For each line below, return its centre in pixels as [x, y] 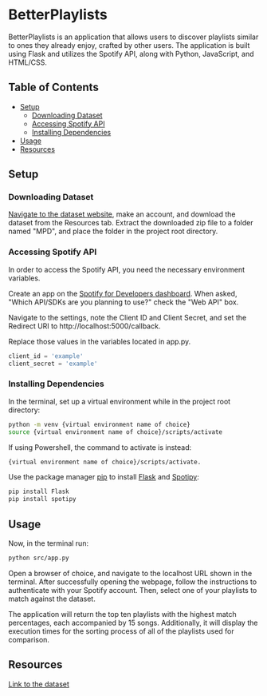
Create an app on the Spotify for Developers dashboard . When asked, [123, 293]
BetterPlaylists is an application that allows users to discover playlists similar [133, 37]
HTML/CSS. [28, 62]
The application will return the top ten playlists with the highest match [122, 614]
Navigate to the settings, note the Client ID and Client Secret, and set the [128, 317]
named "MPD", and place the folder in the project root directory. [113, 231]
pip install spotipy [43, 499]
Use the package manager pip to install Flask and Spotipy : [104, 477]
